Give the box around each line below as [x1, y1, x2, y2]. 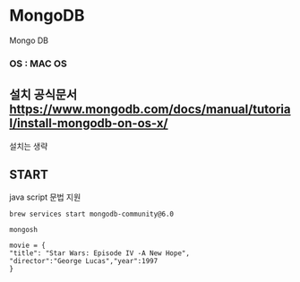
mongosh [9, 226, 39, 235]
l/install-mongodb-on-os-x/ [9, 115, 168, 131]
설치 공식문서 [9, 87, 78, 103]
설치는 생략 [9, 141, 48, 151]
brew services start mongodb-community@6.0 [9, 209, 175, 219]
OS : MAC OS [9, 57, 67, 70]
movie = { [9, 241, 47, 251]
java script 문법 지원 [9, 192, 81, 202]
